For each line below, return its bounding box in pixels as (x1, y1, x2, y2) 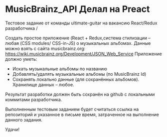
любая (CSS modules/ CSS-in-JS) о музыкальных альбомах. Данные (5, 40, 151, 46)
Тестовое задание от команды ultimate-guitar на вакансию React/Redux (5, 20, 158, 26)
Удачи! (5, 126, 20, 133)
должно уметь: (5, 56, 37, 62)
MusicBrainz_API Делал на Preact (5, 3, 150, 15)
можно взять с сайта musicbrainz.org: (5, 45, 86, 51)
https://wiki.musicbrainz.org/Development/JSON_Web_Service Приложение (5, 51, 162, 57)
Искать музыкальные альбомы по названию (12, 66, 107, 72)
